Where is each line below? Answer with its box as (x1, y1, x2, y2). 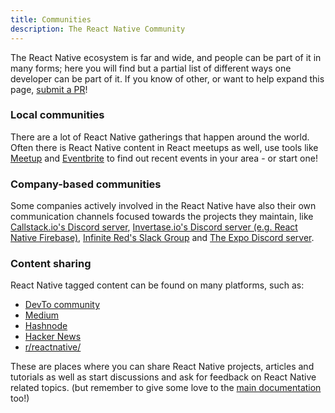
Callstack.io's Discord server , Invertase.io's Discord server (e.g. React (10, 221, 298, 233)
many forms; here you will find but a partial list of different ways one (10, 62, 292, 74)
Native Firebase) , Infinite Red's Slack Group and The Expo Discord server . (10, 232, 315, 244)
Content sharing (10, 257, 92, 271)
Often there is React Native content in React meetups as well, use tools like (10, 141, 319, 153)
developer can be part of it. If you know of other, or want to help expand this (10, 72, 325, 85)
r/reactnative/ (24, 341, 82, 353)
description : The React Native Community (10, 24, 186, 34)
